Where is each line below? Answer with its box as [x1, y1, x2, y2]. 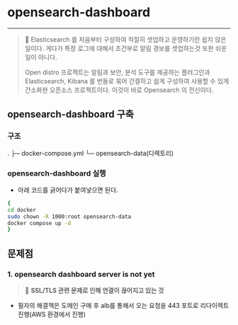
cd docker [7, 206, 37, 213]
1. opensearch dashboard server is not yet [7, 269, 155, 279]
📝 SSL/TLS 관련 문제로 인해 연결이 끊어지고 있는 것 [24, 286, 164, 295]
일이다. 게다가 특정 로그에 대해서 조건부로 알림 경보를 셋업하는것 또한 [24, 44, 214, 52]
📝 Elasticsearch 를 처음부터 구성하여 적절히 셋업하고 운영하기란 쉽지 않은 [24, 35, 227, 43]
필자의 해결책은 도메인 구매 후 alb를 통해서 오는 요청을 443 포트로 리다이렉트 [17, 301, 229, 309]
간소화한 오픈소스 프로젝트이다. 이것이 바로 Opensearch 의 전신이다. [24, 86, 214, 94]
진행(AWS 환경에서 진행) [17, 309, 86, 319]
